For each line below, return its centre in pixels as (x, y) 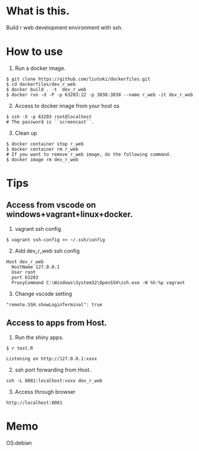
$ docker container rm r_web (42, 149)
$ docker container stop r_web (45, 144)
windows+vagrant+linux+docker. (69, 214)
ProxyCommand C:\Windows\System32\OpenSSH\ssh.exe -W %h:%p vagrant (98, 282)
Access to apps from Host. (57, 323)
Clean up (26, 133)
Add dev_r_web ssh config (47, 251)
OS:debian (19, 443)
